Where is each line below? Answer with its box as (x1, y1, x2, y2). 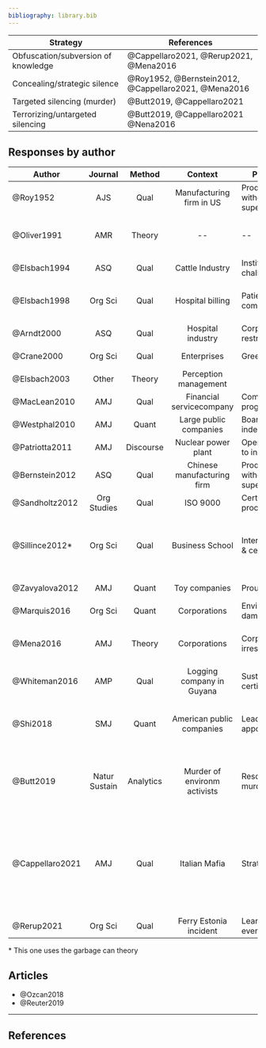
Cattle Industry (175, 262, 230, 273)
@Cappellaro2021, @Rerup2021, (127, 50, 253, 61)
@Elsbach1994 (12, 262, 70, 273)
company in (180, 675, 225, 687)
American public (172, 713, 234, 725)
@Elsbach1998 (12, 295, 70, 306)
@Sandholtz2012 (12, 497, 78, 508)
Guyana (188, 686, 218, 697)
